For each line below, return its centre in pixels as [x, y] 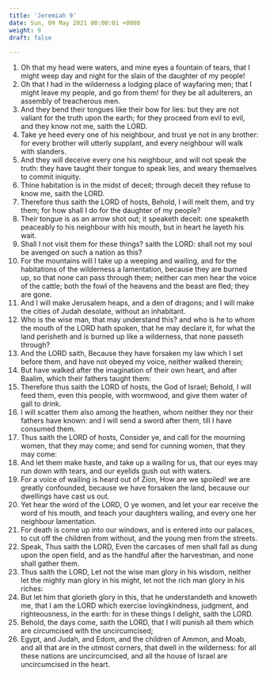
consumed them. [48, 429]
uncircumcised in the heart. [65, 665]
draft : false [30, 38]
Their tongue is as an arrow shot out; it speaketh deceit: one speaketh [135, 219]
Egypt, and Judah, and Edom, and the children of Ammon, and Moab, [133, 639]
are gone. [36, 294]
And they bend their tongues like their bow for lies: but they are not [130, 110]
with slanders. [43, 152]
